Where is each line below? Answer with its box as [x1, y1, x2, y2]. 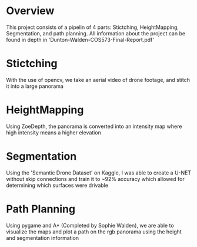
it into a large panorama [6, 83, 64, 90]
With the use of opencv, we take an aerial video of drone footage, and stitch [6, 76, 190, 83]
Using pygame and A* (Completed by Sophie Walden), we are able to [6, 222, 175, 229]
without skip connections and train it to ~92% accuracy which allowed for [6, 175, 185, 182]
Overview [6, 4, 55, 18]
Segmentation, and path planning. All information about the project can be [6, 29, 186, 37]
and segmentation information [6, 234, 79, 241]
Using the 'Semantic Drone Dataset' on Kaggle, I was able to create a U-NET [6, 169, 192, 176]
